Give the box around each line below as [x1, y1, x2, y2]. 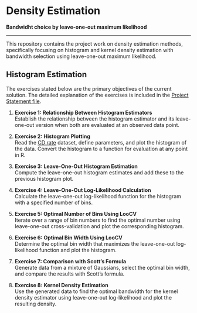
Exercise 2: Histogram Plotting [14, 133, 91, 140]
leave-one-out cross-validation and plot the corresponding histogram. [14, 222, 184, 229]
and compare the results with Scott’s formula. [14, 270, 125, 277]
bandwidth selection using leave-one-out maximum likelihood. [6, 53, 157, 60]
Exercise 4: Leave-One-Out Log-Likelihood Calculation [14, 186, 151, 194]
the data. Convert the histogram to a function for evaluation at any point [14, 145, 188, 152]
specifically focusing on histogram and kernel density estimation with [6, 46, 174, 53]
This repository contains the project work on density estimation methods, [6, 40, 183, 47]
